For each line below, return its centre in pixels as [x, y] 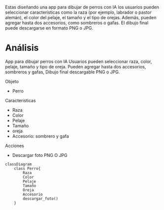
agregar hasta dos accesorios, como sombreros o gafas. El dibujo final [77, 23]
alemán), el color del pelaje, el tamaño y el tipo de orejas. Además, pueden [81, 17]
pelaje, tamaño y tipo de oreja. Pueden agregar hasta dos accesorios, [76, 66]
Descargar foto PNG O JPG [40, 155]
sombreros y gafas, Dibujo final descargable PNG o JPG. [63, 72]
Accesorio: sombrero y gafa [40, 136]
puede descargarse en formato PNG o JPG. [49, 28]
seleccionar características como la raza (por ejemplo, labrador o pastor [78, 12]
